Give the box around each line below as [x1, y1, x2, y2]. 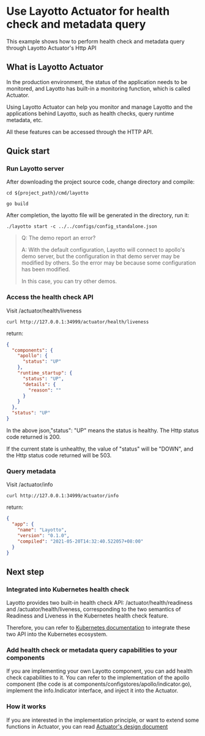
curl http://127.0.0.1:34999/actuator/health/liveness [6, 319, 149, 325]
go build [6, 201, 29, 207]
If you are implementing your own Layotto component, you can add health [6, 667, 193, 675]
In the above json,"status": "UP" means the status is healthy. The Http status [6, 427, 199, 434]
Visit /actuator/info [6, 481, 53, 489]
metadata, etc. [6, 116, 43, 123]
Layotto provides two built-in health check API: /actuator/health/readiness [6, 599, 193, 606]
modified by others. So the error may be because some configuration [21, 259, 196, 266]
